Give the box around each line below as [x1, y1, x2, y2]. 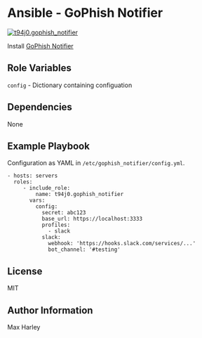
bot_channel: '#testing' [48, 246, 121, 254]
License [7, 265, 43, 277]
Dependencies [7, 101, 72, 113]
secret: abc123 [41, 209, 86, 216]
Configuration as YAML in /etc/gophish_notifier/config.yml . [7, 159, 185, 167]
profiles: [41, 221, 71, 229]
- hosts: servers [7, 172, 58, 180]
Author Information [7, 304, 93, 316]
